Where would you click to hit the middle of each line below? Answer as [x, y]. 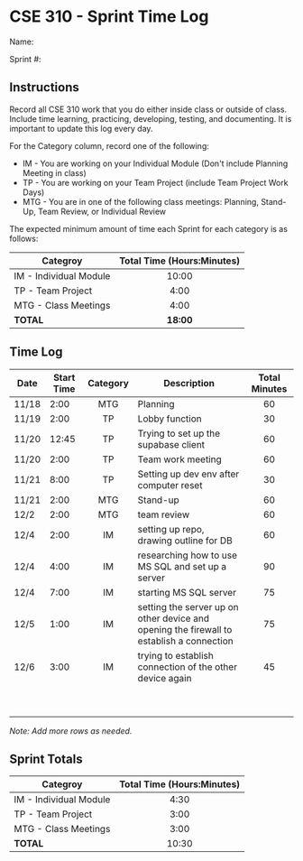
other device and [174, 618]
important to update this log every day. [81, 128]
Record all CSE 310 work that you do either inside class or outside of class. [148, 109]
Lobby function [170, 419]
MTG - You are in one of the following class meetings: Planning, [141, 201]
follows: [24, 238]
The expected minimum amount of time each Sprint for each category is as [149, 228]
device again [165, 678]
